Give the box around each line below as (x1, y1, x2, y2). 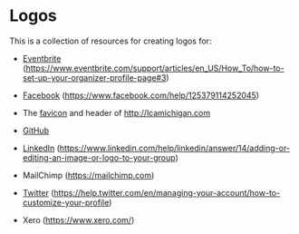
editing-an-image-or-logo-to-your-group (22, 151, 176, 163)
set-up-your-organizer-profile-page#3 (22, 72, 167, 83)
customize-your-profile (22, 197, 110, 208)
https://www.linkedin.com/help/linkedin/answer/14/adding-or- (59, 142, 291, 153)
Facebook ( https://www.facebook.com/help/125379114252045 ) (22, 90, 260, 101)
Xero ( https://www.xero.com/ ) (22, 214, 135, 225)
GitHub (22, 124, 50, 136)
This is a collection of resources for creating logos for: (9, 35, 212, 46)
